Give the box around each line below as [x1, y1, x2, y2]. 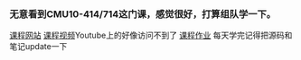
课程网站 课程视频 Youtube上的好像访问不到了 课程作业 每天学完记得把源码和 [9, 30, 293, 41]
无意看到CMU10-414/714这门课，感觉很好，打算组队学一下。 [9, 7, 277, 20]
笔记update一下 [9, 41, 68, 52]
